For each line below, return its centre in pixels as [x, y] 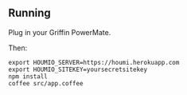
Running [30, 13]
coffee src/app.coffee [46, 83]
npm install [28, 76]
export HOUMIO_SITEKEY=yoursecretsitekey [78, 69]
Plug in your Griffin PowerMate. [60, 32]
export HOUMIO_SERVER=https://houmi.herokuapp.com [94, 62]
